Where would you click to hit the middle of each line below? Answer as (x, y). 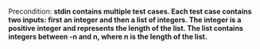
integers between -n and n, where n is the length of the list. (108, 36)
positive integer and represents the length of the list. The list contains (126, 28)
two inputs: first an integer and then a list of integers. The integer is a (125, 20)
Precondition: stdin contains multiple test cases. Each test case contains (130, 11)
